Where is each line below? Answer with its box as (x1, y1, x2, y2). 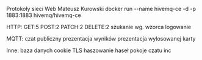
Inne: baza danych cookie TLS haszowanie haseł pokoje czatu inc (6, 47, 172, 54)
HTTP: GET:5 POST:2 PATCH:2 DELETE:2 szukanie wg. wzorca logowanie (6, 24, 191, 30)
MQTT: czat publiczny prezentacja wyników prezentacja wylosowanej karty (6, 35, 196, 42)
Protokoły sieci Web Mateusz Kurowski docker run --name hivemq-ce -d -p (6, 5, 197, 12)
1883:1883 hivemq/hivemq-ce (6, 12, 81, 19)
